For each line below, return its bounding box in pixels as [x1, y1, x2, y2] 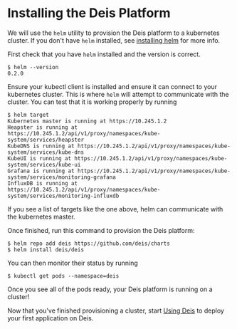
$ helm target [7, 111, 50, 118]
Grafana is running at [7, 167, 75, 174]
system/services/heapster [7, 136, 84, 143]
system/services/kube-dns [7, 148, 84, 156]
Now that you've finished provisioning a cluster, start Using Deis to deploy [7, 306, 224, 315]
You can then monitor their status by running [7, 258, 138, 267]
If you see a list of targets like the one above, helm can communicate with [7, 204, 223, 213]
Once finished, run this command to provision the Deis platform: [7, 226, 195, 234]
